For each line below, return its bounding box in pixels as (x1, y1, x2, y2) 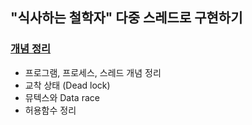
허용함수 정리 (24, 104, 77, 116)
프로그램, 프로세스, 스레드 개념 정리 (24, 66, 162, 78)
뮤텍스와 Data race (24, 91, 100, 103)
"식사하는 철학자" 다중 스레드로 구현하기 (10, 9, 243, 27)
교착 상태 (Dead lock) (24, 79, 111, 91)
